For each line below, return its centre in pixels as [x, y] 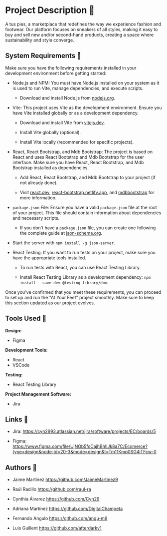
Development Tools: [26, 350]
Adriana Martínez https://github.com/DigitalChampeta [68, 509]
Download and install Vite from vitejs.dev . [62, 123]
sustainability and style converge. [40, 40]
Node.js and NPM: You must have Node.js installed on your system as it [86, 83]
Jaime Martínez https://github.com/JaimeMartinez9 [65, 479]
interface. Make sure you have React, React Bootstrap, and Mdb [78, 162]
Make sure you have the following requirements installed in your [71, 68]
